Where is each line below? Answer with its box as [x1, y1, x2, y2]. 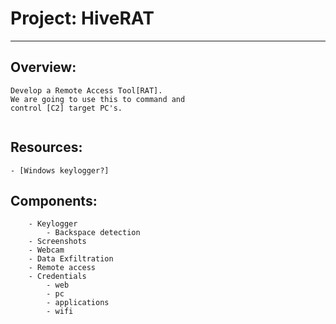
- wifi [46, 307, 74, 317]
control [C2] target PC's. [10, 103, 123, 113]
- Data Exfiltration [28, 254, 114, 264]
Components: [10, 192, 98, 209]
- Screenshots [28, 237, 87, 247]
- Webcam [28, 245, 65, 256]
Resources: [10, 139, 83, 156]
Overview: [10, 59, 77, 76]
